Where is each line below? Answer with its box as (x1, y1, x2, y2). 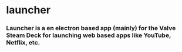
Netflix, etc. (6, 39, 41, 47)
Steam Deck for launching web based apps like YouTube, (6, 31, 171, 39)
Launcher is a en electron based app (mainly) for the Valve (6, 24, 176, 32)
